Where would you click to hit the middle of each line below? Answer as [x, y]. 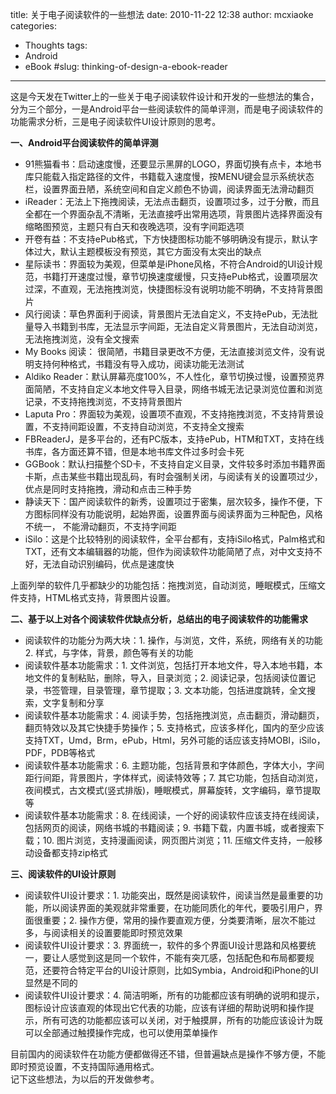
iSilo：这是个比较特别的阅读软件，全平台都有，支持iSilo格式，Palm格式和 [175, 539]
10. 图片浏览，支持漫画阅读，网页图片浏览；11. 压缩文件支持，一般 [178, 840]
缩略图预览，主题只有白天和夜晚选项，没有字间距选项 [134, 226]
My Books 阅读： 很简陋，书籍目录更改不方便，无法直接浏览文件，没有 [170, 351]
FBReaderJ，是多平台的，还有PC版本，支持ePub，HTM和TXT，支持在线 [174, 439]
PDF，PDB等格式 [60, 752]
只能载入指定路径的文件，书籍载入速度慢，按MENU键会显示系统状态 [174, 176]
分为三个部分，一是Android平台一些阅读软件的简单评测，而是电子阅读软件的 [166, 109]
